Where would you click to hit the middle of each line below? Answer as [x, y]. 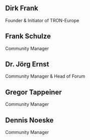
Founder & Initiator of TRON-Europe [42, 20]
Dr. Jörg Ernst [27, 64]
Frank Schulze [28, 37]
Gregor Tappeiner [33, 92]
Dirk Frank [22, 8]
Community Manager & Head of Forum [45, 76]
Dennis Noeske [29, 120]
